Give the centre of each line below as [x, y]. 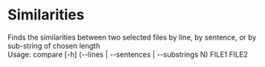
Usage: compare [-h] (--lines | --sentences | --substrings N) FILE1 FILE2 [128, 54]
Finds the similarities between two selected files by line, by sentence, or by [132, 37]
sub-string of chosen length [54, 45]
